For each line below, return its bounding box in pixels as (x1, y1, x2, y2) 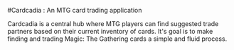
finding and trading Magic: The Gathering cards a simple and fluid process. (7, 35, 228, 43)
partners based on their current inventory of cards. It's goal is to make (7, 27, 213, 35)
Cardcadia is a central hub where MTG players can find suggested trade (7, 20, 219, 27)
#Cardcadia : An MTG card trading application (7, 6, 142, 14)
